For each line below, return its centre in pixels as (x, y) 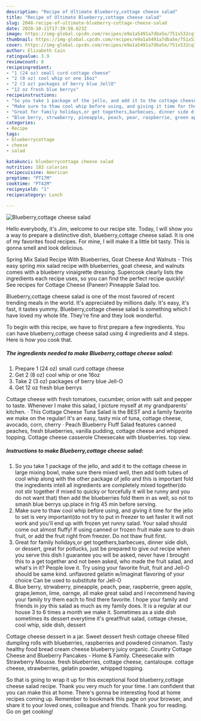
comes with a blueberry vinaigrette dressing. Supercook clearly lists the (95, 272)
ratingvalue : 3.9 (28, 56)
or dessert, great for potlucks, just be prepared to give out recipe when (102, 548)
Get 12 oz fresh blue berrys (48, 387)
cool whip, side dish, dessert (50, 625)
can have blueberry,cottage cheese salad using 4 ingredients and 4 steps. (98, 333)
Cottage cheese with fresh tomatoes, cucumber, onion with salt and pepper (99, 399)
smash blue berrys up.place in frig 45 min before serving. (86, 504)
